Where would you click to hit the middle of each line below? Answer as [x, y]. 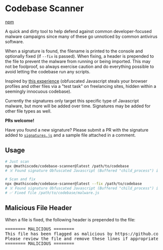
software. [15, 41]
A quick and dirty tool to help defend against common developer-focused [78, 31]
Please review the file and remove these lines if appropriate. [83, 239]
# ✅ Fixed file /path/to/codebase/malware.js [52, 193]
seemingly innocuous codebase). [38, 91]
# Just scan [17, 161]
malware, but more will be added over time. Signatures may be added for [78, 106]
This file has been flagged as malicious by [59, 234]
